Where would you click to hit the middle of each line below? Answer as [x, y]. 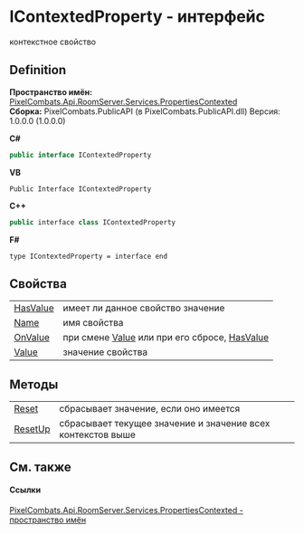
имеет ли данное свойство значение [144, 308]
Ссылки [25, 490]
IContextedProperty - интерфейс [137, 17]
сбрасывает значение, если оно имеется [150, 409]
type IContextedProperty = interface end [89, 256]
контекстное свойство [53, 42]
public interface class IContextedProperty [93, 222]
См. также [41, 467]
